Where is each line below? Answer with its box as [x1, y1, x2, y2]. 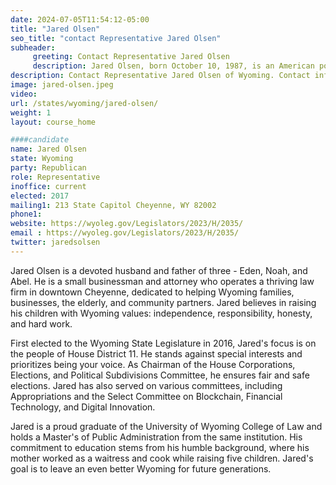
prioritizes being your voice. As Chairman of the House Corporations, [10, 358, 296, 370]
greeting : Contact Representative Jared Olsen [32, 52, 230, 62]
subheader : [10, 42, 56, 53]
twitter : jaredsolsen [10, 237, 101, 247]
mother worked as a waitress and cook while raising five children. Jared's [10, 452, 314, 464]
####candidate [10, 135, 70, 145]
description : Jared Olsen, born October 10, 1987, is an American [32, 61, 315, 71]
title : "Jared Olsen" [10, 24, 101, 34]
